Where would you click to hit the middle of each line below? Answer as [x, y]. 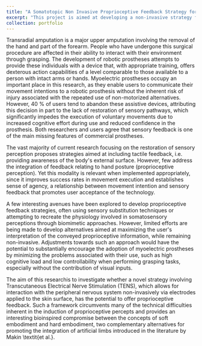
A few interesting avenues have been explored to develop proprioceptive [96, 204]
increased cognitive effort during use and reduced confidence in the [91, 123]
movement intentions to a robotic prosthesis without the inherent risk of [95, 91]
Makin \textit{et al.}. [31, 337]
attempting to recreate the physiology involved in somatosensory [87, 217]
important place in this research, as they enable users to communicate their [100, 85]
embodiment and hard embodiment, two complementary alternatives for [96, 324]
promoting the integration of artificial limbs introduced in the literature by [96, 331]
